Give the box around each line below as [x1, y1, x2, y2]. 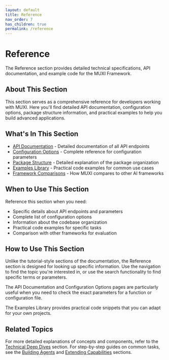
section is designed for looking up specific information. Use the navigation [5, 263, 161, 269]
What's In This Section [5, 130, 79, 138]
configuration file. [5, 295, 42, 301]
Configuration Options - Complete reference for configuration [12, 148, 142, 155]
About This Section [5, 85, 67, 94]
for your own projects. [5, 310, 52, 316]
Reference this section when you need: [5, 198, 87, 204]
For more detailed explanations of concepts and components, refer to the [5, 339, 158, 345]
